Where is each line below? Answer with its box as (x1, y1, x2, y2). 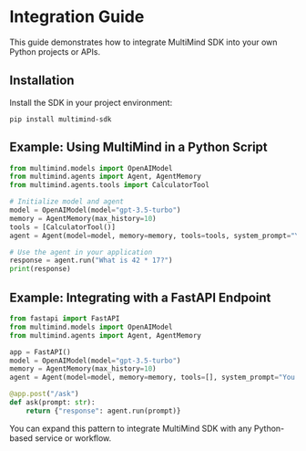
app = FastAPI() (9, 347, 71, 357)
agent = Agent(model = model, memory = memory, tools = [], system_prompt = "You (9, 372, 296, 383)
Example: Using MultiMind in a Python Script (9, 140, 268, 155)
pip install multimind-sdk (9, 114, 112, 124)
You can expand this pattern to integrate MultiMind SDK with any (9, 423, 252, 434)
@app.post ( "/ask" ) (9, 390, 79, 399)
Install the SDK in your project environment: (9, 97, 173, 108)
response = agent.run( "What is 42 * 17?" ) (9, 256, 173, 266)
